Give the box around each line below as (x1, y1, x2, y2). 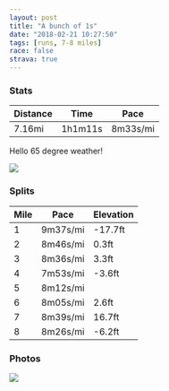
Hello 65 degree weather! (9, 145, 103, 157)
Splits (9, 185, 35, 197)
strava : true (9, 55, 58, 64)
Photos (9, 352, 41, 364)
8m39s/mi (41, 310, 85, 323)
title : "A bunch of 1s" (9, 22, 98, 30)
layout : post (9, 13, 58, 22)
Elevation (93, 208, 134, 221)
